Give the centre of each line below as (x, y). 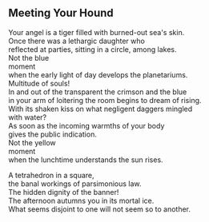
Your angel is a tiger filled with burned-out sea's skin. (96, 32)
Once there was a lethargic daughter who (77, 41)
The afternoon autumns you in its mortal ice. (81, 200)
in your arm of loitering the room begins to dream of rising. (105, 100)
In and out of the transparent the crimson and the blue (98, 92)
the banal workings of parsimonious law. (75, 184)
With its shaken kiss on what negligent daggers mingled (100, 109)
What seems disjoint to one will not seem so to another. (99, 209)
